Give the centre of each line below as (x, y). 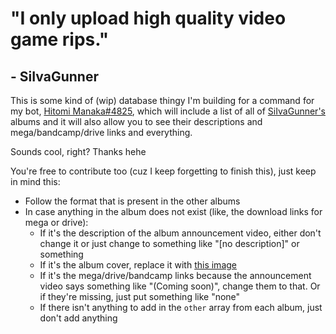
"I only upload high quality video (148, 18)
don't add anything (78, 318)
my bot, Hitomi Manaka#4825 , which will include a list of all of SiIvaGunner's (168, 111)
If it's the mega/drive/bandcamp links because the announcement (175, 275)
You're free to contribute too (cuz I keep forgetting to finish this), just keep (163, 171)
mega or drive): (56, 222)
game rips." (60, 39)
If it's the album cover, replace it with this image (138, 265)
